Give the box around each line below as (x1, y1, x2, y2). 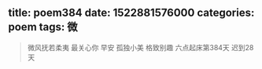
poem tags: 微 (8, 20, 78, 34)
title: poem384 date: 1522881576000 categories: (8, 6, 255, 20)
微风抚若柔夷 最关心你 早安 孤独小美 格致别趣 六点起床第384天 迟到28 (27, 42, 254, 52)
